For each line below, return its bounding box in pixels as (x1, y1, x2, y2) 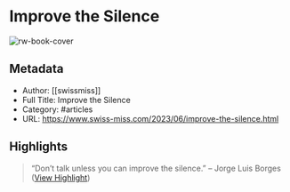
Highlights (9, 140, 68, 155)
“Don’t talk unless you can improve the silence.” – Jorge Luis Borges (30, 163, 282, 173)
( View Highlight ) (30, 172, 91, 183)
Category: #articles (21, 104, 93, 115)
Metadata (9, 61, 64, 76)
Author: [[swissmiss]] (21, 84, 101, 95)
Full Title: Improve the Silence (21, 94, 131, 105)
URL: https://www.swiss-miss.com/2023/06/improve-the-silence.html (21, 113, 279, 124)
